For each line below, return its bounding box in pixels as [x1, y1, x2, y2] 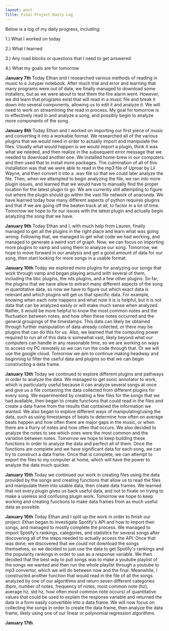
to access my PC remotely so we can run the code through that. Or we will [5, 345, 159, 351]
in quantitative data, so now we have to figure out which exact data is [5, 286, 149, 292]
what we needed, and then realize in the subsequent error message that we [5, 149, 162, 155]
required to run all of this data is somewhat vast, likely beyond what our [5, 334, 153, 340]
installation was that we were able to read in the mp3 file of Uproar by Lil [5, 165, 155, 171]
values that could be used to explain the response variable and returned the [5, 594, 162, 600]
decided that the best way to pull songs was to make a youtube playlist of [5, 556, 157, 562]
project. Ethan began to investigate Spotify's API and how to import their [5, 519, 155, 525]
